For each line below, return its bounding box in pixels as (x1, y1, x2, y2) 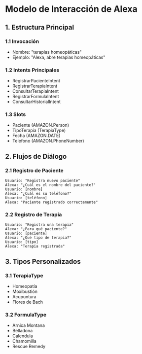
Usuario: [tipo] (5, 240, 38, 245)
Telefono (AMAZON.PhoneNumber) (12, 138, 85, 144)
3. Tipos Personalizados (5, 257, 81, 266)
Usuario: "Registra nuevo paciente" (5, 178, 80, 183)
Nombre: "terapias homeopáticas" (12, 49, 82, 55)
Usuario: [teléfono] (5, 196, 48, 201)
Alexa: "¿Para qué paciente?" (5, 227, 68, 232)
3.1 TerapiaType (5, 272, 43, 279)
